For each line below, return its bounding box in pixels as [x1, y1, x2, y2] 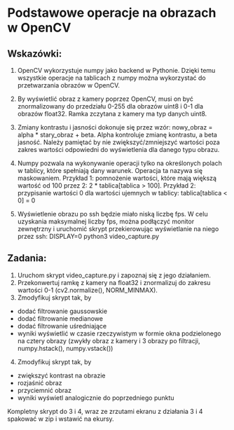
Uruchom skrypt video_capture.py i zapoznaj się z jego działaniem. [17, 271, 212, 279]
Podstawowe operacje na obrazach [7, 5, 216, 21]
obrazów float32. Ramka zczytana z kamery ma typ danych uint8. [17, 110, 207, 118]
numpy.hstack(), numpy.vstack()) [17, 344, 113, 352]
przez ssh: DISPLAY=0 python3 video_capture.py [17, 233, 160, 240]
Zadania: [7, 252, 47, 264]
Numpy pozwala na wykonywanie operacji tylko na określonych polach [17, 159, 222, 167]
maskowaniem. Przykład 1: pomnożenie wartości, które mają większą [17, 174, 217, 182]
